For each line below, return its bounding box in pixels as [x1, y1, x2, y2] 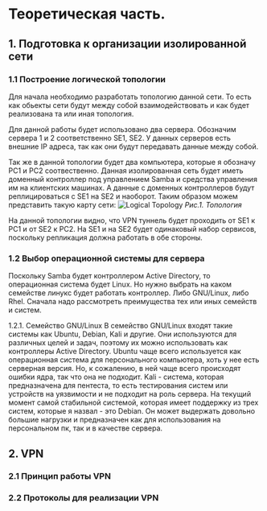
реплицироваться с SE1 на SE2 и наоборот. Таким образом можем [8, 191, 239, 201]
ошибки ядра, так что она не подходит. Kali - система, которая [8, 372, 224, 382]
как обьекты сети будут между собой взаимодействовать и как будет [8, 100, 250, 109]
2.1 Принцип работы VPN [8, 471, 111, 482]
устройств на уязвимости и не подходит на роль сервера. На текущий [8, 389, 252, 399]
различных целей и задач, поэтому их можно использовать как [8, 338, 228, 348]
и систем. [8, 305, 42, 315]
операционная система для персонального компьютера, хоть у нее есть [8, 355, 260, 365]
